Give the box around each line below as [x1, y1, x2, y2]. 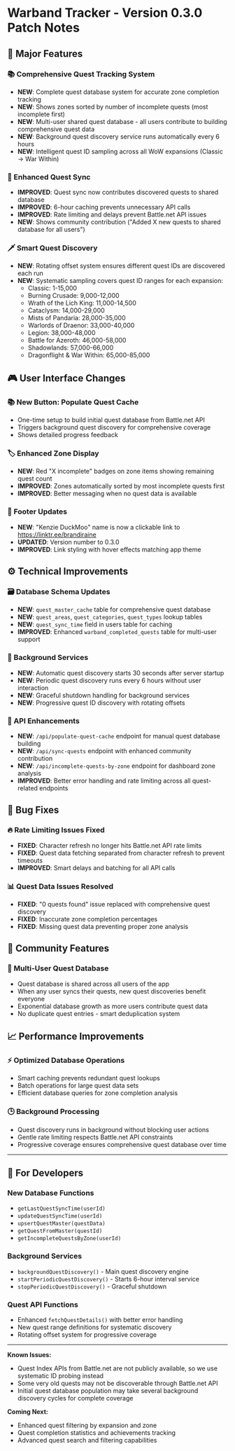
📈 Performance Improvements [7, 1031, 145, 1043]
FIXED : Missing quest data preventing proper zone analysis [17, 923, 189, 931]
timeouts [17, 856, 43, 865]
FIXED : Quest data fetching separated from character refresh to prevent [17, 848, 225, 857]
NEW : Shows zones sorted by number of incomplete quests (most [17, 102, 208, 111]
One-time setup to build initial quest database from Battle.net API [17, 415, 205, 425]
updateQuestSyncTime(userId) [17, 1213, 103, 1220]
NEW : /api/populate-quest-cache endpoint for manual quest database [17, 732, 220, 741]
